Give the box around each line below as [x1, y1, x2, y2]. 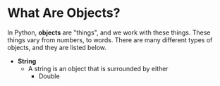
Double [38, 72, 60, 80]
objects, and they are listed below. [7, 43, 107, 51]
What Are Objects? [7, 5, 121, 21]
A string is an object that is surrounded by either [28, 64, 169, 73]
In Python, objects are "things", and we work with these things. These [7, 28, 211, 37]
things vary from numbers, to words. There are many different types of [7, 35, 213, 44]
